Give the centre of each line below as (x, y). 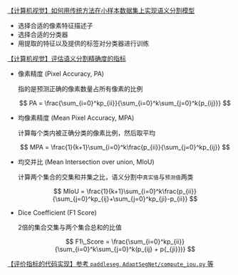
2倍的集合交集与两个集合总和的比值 (70, 227)
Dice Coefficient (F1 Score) (57, 213)
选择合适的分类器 (43, 35)
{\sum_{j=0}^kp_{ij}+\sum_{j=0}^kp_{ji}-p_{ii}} (120, 199)
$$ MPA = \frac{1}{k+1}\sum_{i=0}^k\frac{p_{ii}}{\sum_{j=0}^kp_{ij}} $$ (125, 147)
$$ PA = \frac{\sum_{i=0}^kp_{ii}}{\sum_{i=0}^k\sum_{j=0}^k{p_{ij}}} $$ (125, 103)
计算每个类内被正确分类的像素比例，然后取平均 (86, 133)
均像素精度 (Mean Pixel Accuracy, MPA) (76, 118)
